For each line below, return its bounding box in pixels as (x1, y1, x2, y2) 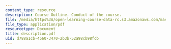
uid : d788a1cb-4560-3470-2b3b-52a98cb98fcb (5, 36, 99, 41)
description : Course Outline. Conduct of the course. (5, 12, 122, 17)
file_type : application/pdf (5, 21, 65, 27)
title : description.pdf (5, 31, 56, 36)
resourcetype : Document (5, 27, 56, 32)
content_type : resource (5, 7, 56, 13)
